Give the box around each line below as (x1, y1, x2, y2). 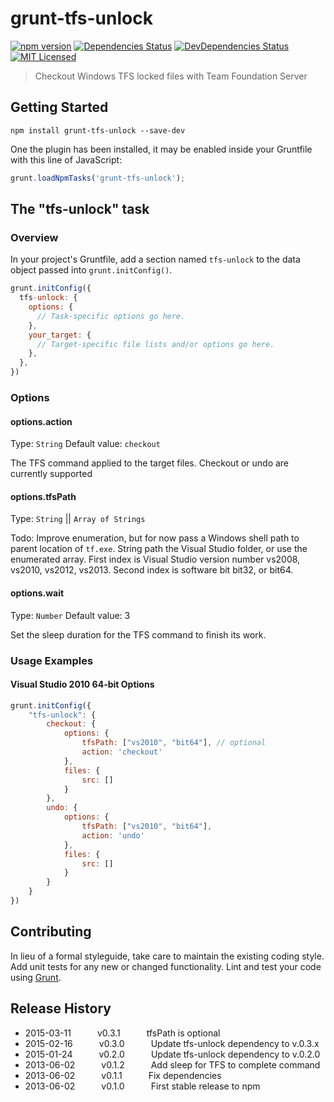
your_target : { (28, 330, 92, 340)
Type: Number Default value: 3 (10, 609, 131, 621)
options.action (10, 415, 73, 427)
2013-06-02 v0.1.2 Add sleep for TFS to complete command (24, 1058, 321, 1071)
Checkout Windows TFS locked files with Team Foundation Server (34, 70, 308, 82)
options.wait (10, 587, 65, 599)
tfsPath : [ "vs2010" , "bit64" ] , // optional (81, 738, 267, 748)
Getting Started (10, 99, 109, 116)
